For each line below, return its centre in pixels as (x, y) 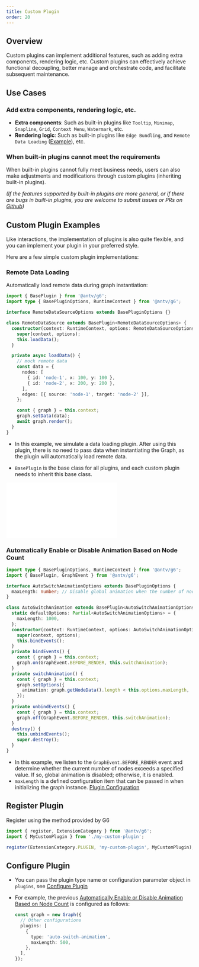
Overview (25, 41)
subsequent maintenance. (38, 74)
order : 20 (18, 17)
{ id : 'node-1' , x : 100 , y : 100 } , (71, 378)
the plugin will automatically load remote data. (71, 456)
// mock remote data (42, 361)
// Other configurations (51, 921)
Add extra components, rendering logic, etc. (71, 110)
